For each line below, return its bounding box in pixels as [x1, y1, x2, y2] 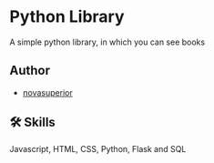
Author [9, 63, 50, 78]
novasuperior [22, 87, 73, 97]
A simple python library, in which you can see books [9, 36, 206, 47]
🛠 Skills [9, 115, 56, 130]
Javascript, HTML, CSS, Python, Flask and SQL [9, 143, 187, 154]
